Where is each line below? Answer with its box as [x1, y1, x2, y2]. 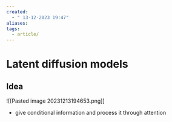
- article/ [12, 31, 39, 37]
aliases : [6, 20, 28, 26]
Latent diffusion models [6, 57, 128, 71]
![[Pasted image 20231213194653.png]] [6, 97, 105, 104]
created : [6, 8, 28, 15]
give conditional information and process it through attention [15, 109, 167, 117]
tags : [6, 25, 20, 32]
